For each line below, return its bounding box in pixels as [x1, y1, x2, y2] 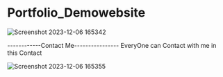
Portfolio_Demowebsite [7, 5, 146, 21]
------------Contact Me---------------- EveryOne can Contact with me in [7, 41, 217, 49]
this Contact [7, 49, 42, 57]
